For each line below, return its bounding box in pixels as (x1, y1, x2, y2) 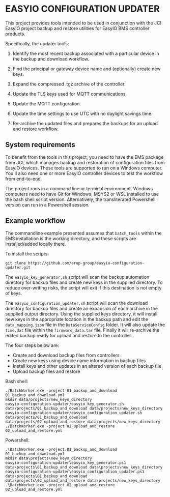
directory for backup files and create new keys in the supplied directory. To (5, 279, 163, 285)
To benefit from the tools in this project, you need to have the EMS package (5, 154, 164, 160)
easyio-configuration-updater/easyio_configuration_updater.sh (5, 410, 143, 415)
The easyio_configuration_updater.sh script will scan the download (5, 300, 148, 306)
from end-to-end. (5, 176, 42, 182)
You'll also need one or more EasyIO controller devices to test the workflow (5, 170, 163, 176)
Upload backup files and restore (12, 368, 80, 374)
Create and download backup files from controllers (12, 352, 120, 358)
